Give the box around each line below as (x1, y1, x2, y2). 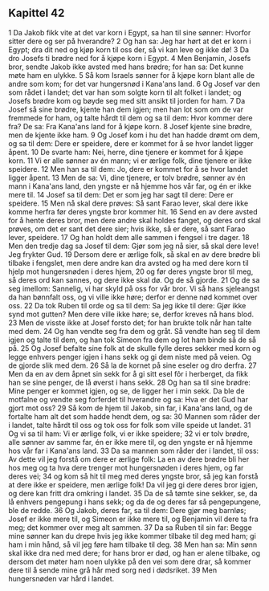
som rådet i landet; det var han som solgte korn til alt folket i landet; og (8, 88, 243, 97)
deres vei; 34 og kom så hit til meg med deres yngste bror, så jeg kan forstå (8, 471, 259, 481)
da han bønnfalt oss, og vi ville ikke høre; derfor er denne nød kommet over (8, 292, 258, 302)
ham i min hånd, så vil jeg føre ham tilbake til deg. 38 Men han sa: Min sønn (8, 540, 258, 549)
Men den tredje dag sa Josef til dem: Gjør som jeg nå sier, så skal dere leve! (8, 241, 259, 251)
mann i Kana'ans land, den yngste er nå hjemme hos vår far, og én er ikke (8, 181, 251, 191)
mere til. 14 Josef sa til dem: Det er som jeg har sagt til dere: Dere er (8, 190, 234, 199)
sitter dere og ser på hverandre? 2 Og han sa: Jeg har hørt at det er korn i (8, 36, 251, 46)
